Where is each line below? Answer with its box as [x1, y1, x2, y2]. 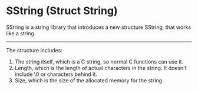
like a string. [6, 29, 36, 36]
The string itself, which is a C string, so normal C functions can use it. [14, 58, 184, 65]
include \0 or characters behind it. [14, 71, 97, 78]
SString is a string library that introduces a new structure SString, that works [6, 24, 192, 31]
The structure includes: [6, 46, 63, 54]
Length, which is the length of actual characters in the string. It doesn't [14, 64, 187, 71]
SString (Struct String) [6, 4, 118, 18]
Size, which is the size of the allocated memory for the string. [14, 76, 164, 84]
